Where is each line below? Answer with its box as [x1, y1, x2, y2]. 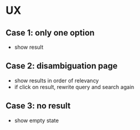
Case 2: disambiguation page [5, 61, 118, 71]
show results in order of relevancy [14, 76, 99, 84]
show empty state [14, 117, 59, 124]
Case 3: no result [5, 101, 71, 111]
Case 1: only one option [5, 28, 95, 38]
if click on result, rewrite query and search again [14, 83, 135, 90]
